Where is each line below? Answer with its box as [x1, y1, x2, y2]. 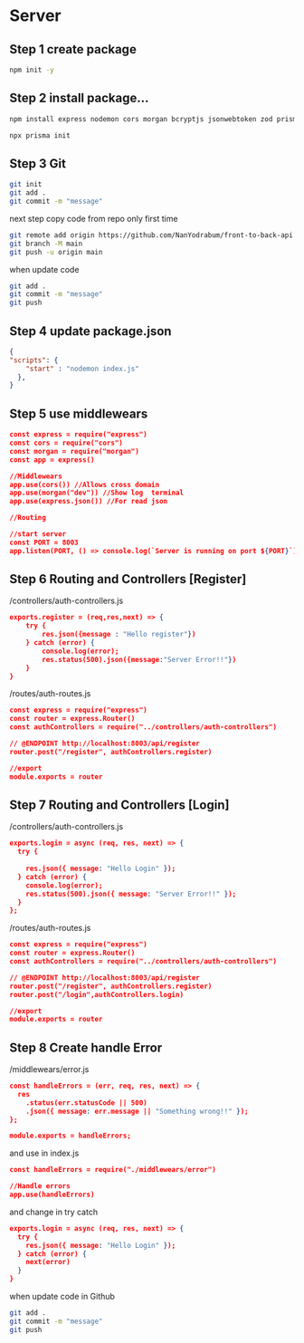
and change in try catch [9, 1206, 98, 1217]
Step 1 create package [9, 42, 138, 57]
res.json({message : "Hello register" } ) [42, 630, 196, 639]
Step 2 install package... [9, 91, 149, 106]
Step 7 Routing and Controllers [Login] [9, 797, 230, 812]
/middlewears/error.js [9, 1064, 90, 1075]
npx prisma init [9, 130, 71, 140]
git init [9, 180, 43, 189]
